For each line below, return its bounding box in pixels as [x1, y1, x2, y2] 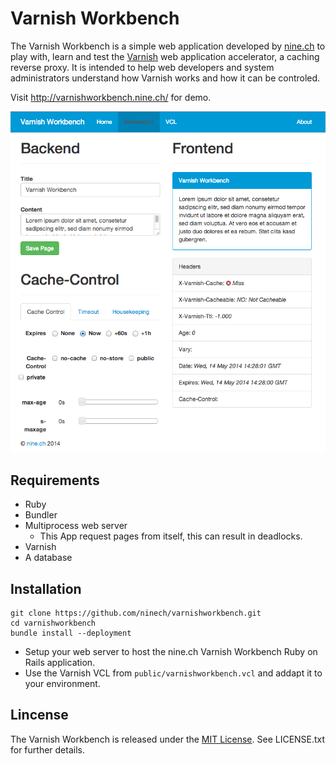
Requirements [10, 472, 100, 489]
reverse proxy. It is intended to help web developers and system [10, 61, 275, 73]
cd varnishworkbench [10, 618, 97, 628]
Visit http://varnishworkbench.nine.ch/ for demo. [10, 91, 212, 103]
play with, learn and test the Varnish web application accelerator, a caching [10, 50, 320, 62]
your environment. [24, 677, 101, 689]
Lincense [10, 707, 69, 724]
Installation [10, 580, 82, 597]
